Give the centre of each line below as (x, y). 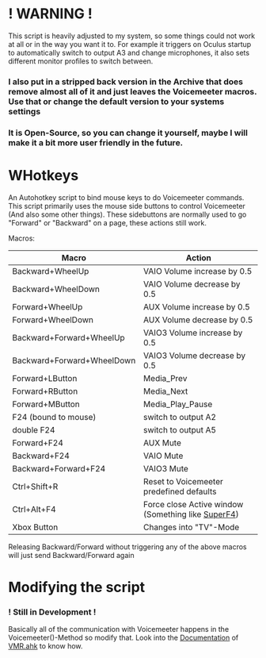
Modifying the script (77, 587)
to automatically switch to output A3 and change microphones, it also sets (129, 52)
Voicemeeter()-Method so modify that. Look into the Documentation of (123, 638)
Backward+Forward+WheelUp (68, 337)
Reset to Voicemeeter (184, 481)
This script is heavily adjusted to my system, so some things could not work (132, 36)
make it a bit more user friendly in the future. (96, 142)
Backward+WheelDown (56, 289)
